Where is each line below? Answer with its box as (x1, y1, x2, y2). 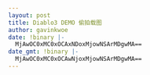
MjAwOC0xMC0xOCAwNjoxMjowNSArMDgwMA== (15, 55, 143, 63)
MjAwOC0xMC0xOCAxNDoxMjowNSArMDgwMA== (15, 41, 143, 48)
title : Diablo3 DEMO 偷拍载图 (8, 19, 102, 27)
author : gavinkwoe (8, 26, 68, 34)
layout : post (8, 11, 51, 20)
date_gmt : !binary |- (8, 48, 79, 55)
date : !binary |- (8, 33, 65, 41)
